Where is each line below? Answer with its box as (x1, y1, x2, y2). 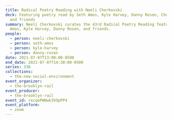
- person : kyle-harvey (10, 45, 58, 51)
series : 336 (5, 64, 31, 69)
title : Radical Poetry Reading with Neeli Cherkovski (5, 7, 123, 13)
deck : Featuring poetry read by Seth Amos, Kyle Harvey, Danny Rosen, (5, 12, 159, 17)
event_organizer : (5, 79, 42, 84)
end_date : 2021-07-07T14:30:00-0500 (5, 60, 83, 65)
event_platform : (5, 103, 40, 108)
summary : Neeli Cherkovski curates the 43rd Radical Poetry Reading (5, 21, 155, 27)
